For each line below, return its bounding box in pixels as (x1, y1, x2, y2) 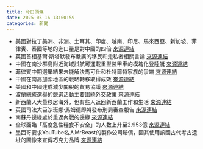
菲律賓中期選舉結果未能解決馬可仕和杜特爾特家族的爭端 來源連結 (15, 68, 177, 75)
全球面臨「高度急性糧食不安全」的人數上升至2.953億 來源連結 (15, 121, 171, 128)
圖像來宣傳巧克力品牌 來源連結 (26, 136, 102, 144)
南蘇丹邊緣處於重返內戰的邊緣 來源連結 (15, 114, 113, 121)
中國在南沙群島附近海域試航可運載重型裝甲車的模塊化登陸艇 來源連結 (15, 60, 188, 68)
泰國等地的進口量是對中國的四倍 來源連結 (31, 45, 135, 52)
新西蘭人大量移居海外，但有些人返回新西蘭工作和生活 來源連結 (15, 99, 172, 106)
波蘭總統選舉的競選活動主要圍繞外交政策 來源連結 (15, 91, 140, 98)
